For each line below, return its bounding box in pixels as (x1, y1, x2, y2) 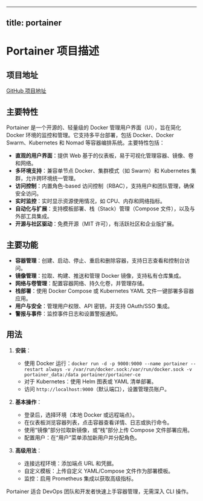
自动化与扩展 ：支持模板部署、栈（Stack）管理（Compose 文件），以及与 (14, 205, 195, 212)
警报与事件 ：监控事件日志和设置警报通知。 (14, 310, 121, 317)
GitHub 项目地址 (6, 87, 47, 95)
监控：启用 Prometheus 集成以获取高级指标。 (24, 474, 137, 482)
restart (24, 366, 43, 372)
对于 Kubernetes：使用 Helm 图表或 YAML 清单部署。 (24, 377, 157, 385)
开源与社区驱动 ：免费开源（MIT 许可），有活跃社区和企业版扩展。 (14, 220, 178, 227)
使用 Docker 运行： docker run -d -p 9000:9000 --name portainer (24, 359, 188, 367)
